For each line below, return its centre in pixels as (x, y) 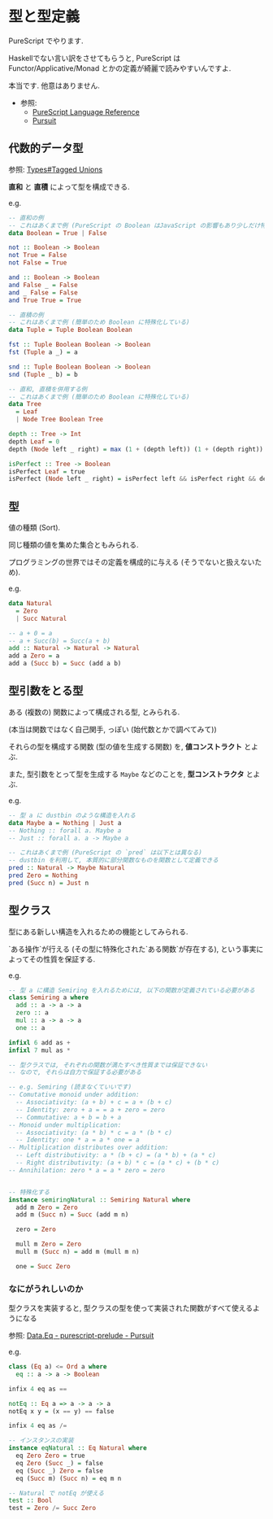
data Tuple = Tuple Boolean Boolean (70, 330)
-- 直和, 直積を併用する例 (48, 389)
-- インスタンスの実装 (41, 1441)
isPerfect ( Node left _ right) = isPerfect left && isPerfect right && (132, 479)
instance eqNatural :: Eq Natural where (78, 1448)
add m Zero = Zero (47, 1207)
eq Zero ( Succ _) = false (60, 1463)
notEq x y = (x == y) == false (61, 1411)
